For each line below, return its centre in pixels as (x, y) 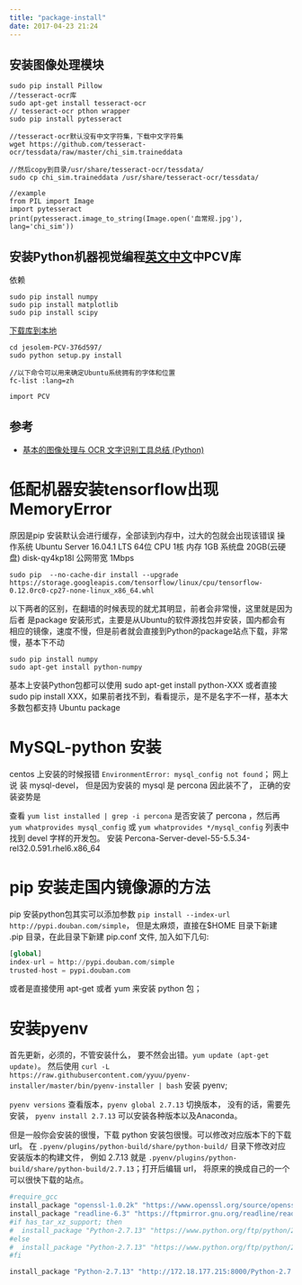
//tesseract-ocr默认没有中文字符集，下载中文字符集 (97, 137)
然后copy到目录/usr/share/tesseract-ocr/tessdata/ (111, 170)
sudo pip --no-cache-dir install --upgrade (94, 575)
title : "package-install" (58, 18)
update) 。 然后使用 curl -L (60, 1066)
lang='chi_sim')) (42, 227)
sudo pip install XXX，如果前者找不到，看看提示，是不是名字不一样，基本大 (149, 696)
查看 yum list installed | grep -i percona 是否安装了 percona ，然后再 (145, 815)
